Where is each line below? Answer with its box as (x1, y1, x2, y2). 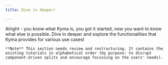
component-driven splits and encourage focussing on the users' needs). (5, 55, 163, 60)
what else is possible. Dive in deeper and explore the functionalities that (5, 31, 157, 37)
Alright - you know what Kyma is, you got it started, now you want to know (5, 26, 162, 32)
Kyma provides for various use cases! (5, 36, 85, 42)
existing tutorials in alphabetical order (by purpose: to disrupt (5, 50, 152, 55)
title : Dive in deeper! (5, 7, 56, 13)
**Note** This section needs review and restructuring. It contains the (5, 46, 163, 51)
